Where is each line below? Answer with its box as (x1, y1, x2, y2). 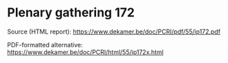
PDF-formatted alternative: (7, 40, 83, 49)
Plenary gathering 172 (7, 5, 135, 21)
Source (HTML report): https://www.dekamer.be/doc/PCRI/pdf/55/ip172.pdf (7, 27, 221, 36)
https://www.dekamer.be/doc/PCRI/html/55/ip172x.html (7, 48, 163, 56)
